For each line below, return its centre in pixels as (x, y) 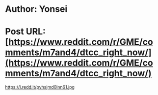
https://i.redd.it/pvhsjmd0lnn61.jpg (40, 87)
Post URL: (25, 32)
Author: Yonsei (36, 9)
